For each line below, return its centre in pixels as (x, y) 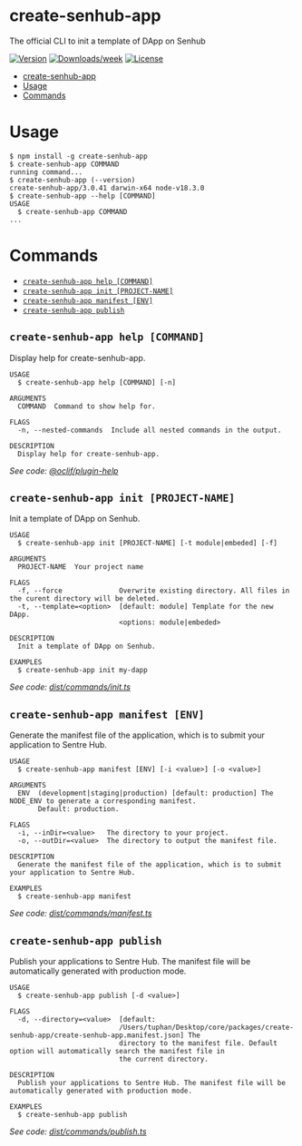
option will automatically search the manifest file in (117, 1052)
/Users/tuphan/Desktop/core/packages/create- (207, 1028)
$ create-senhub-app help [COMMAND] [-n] (97, 382)
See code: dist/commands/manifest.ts (81, 914)
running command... (46, 172)
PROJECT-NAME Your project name (81, 567)
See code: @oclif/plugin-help (64, 470)
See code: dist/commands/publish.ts (78, 1131)
